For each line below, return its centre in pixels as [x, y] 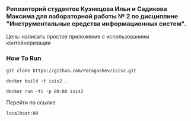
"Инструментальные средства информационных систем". [96, 24]
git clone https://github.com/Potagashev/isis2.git [71, 71]
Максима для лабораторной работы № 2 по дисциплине [92, 16]
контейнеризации [28, 43]
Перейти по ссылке [31, 102]
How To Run [24, 58]
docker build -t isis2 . [37, 81]
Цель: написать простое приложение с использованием [78, 37]
